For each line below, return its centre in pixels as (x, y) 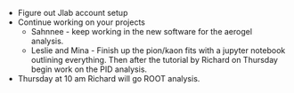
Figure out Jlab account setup (73, 13)
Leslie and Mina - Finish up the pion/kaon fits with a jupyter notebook (158, 50)
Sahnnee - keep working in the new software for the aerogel (141, 31)
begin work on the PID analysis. (89, 69)
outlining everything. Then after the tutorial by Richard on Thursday (155, 60)
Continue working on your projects (81, 22)
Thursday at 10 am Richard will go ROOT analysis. (109, 78)
